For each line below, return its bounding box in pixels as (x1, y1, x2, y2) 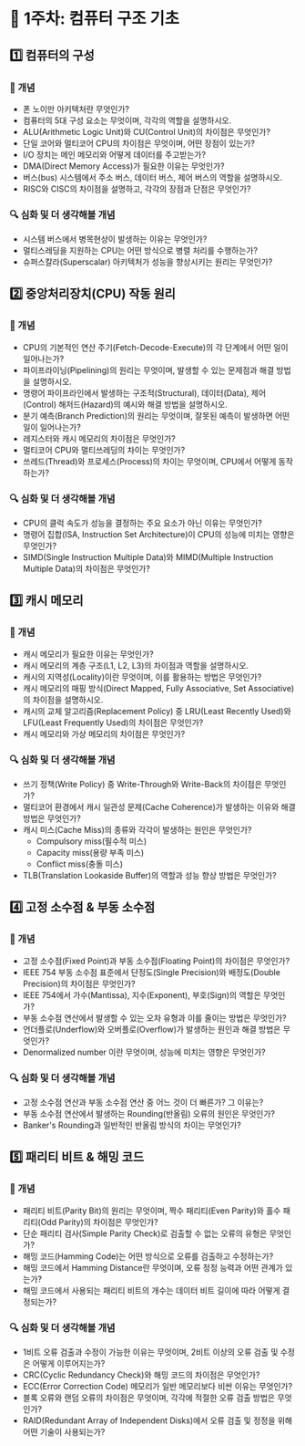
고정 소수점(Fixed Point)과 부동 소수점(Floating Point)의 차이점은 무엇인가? (22, 955, 290, 966)
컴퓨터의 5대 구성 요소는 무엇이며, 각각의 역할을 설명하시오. (22, 115, 232, 126)
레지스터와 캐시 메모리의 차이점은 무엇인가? (22, 432, 176, 443)
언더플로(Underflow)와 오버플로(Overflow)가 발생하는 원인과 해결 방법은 (22, 1024, 281, 1035)
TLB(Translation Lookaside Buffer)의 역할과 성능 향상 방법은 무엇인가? (22, 870, 278, 881)
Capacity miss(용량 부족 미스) (36, 848, 145, 858)
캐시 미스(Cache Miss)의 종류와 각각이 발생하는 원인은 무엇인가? (22, 825, 252, 836)
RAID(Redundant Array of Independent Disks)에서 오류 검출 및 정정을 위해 (22, 1415, 293, 1426)
